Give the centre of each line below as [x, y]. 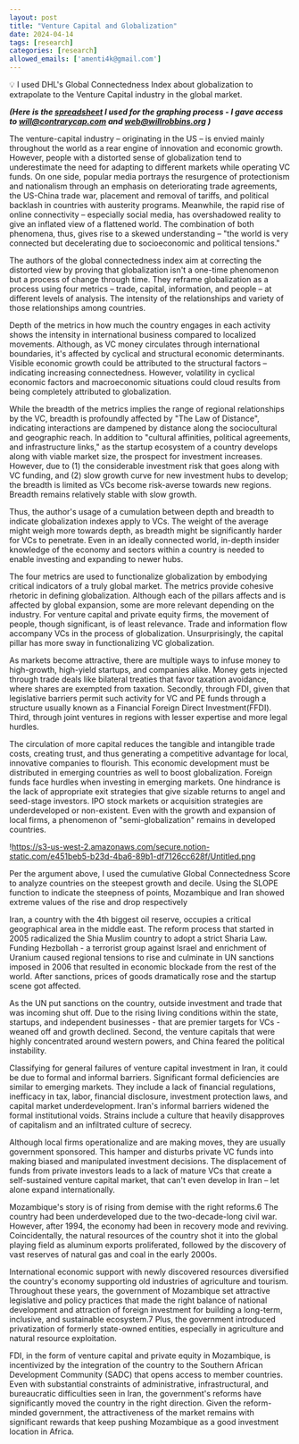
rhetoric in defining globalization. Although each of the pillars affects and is [148, 596]
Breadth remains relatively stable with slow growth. [103, 494]
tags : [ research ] [42, 42]
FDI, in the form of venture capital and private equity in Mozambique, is [140, 1356]
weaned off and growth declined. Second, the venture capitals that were [142, 1032]
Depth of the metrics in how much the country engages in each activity [140, 325]
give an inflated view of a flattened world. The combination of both [132, 224]
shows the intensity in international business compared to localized [133, 335]
